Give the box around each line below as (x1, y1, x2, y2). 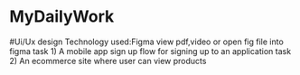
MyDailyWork (9, 6, 115, 27)
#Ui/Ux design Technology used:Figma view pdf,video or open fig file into (9, 36, 285, 47)
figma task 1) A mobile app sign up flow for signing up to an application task (9, 45, 292, 56)
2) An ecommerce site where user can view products (9, 55, 207, 66)
